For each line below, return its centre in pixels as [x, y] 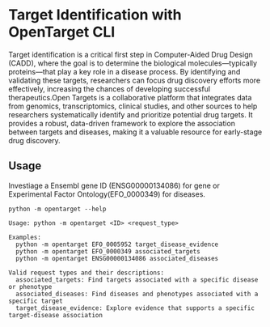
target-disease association [56, 315]
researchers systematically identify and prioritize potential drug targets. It [131, 114]
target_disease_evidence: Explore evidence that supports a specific [135, 308]
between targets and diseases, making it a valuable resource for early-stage [135, 132]
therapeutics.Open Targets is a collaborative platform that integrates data [130, 97]
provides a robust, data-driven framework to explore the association [122, 123]
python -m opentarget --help [57, 209]
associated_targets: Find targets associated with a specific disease [137, 280]
